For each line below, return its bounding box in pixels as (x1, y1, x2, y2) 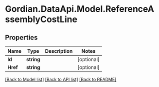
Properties (5, 33, 38, 42)
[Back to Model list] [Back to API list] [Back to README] (5, 77, 117, 82)
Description (45, 48, 73, 54)
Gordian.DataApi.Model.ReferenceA (5, 3, 155, 15)
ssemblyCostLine (5, 14, 78, 25)
